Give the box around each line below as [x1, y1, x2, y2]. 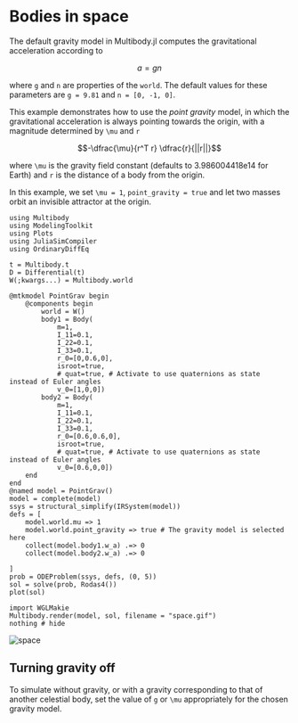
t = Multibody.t [9, 260, 69, 269]
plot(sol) [9, 587, 46, 596]
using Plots [9, 229, 53, 238]
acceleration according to [9, 45, 104, 55]
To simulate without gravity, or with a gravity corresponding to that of [9, 684, 263, 694]
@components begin [25, 299, 93, 308]
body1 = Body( [41, 315, 93, 324]
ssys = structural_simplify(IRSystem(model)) [9, 502, 181, 511]
